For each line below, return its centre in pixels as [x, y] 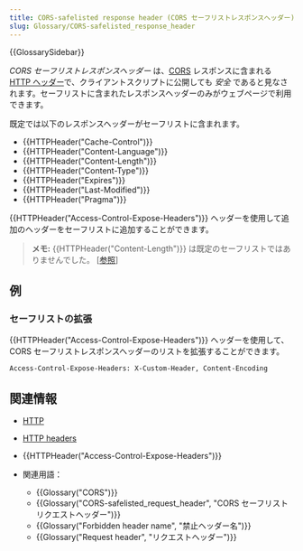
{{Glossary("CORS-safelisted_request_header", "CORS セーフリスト [162, 503]
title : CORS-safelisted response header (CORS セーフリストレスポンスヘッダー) [152, 18]
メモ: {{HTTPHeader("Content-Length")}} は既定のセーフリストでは [157, 248]
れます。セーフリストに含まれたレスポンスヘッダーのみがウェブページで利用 [151, 93]
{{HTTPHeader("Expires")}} [74, 180]
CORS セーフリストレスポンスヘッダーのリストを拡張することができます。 [147, 351]
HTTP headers [49, 438]
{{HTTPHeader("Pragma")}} [74, 199]
